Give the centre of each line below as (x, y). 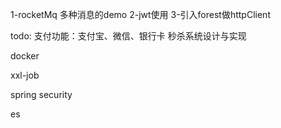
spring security (41, 94)
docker (25, 56)
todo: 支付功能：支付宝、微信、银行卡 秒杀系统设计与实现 (128, 36)
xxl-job (25, 75)
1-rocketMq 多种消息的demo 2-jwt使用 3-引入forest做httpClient (140, 14)
